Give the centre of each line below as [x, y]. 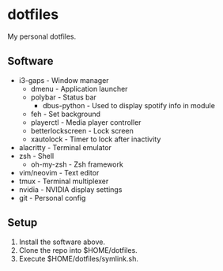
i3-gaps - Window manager [64, 80]
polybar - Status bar [63, 97]
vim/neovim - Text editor [59, 172]
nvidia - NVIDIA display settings [70, 189]
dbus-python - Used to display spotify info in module [129, 105]
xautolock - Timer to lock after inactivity [96, 139]
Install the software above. [62, 242]
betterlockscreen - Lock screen [82, 130]
